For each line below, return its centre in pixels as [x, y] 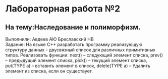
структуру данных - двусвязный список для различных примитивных [80, 50]
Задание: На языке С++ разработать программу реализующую [74, 44]
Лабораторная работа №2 [63, 9]
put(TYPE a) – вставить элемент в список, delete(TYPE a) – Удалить [78, 66]
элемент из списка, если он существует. [49, 71]
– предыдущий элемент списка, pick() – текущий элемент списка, [76, 60]
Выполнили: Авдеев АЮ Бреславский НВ [50, 39]
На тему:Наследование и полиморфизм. [73, 27]
